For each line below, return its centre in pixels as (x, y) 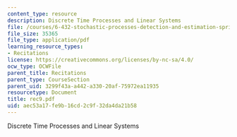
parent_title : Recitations (47, 73)
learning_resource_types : (45, 47)
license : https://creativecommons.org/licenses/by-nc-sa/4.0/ (101, 60)
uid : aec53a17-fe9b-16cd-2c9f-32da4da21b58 (72, 106)
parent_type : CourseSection (49, 79)
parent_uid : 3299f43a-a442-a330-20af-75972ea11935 (83, 86)
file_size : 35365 (33, 34)
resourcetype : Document (42, 93)
